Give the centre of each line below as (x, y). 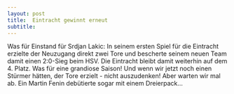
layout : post (26, 14)
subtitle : (22, 26)
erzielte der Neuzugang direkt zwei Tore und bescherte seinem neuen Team (117, 54)
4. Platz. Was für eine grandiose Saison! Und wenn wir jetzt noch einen (110, 69)
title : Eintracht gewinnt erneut (58, 20)
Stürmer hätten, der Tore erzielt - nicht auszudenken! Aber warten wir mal (114, 76)
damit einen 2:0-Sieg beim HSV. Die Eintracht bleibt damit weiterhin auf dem (117, 61)
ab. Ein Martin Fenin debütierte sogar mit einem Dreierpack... (95, 84)
